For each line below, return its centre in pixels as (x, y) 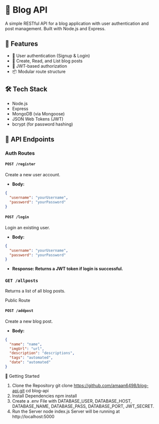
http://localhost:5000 (33, 416)
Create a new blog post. (29, 321)
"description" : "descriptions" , (42, 353)
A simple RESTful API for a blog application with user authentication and (77, 23)
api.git (18, 390)
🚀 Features (22, 44)
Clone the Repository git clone (42, 385)
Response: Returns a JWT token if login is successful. (68, 269)
